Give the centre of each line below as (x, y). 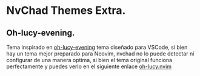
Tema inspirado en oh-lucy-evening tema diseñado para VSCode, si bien (97, 47)
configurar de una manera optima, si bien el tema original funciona (89, 60)
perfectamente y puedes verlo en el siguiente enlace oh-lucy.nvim (89, 66)
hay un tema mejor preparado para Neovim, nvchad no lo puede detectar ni (100, 54)
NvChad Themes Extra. (66, 11)
